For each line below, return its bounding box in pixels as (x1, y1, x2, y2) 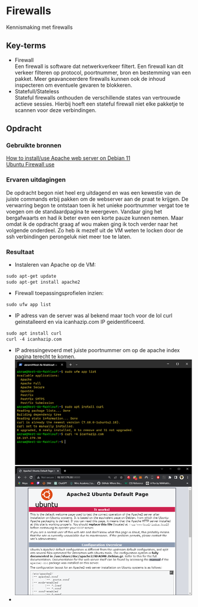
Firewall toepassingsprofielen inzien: (14, 290, 104, 297)
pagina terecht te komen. (14, 353, 76, 360)
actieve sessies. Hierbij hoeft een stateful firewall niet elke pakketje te (14, 100, 184, 107)
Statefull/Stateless (14, 87, 60, 95)
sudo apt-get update (6, 273, 57, 280)
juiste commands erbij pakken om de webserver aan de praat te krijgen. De (6, 195, 189, 202)
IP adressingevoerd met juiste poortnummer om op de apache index (14, 347, 180, 354)
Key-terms (6, 41, 46, 51)
